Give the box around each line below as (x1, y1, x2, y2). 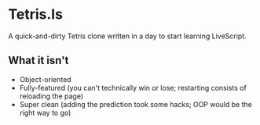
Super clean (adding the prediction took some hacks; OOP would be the (19, 99, 253, 109)
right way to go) (19, 108, 71, 117)
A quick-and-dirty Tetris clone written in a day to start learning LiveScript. (8, 31, 247, 41)
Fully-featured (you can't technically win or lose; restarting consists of (19, 83, 247, 92)
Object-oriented (19, 74, 72, 84)
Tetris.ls (8, 5, 63, 23)
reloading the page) (19, 91, 84, 101)
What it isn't (8, 54, 69, 67)
